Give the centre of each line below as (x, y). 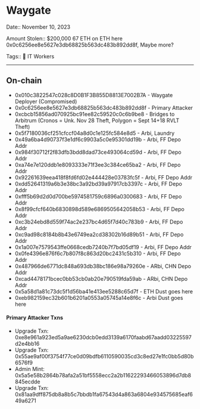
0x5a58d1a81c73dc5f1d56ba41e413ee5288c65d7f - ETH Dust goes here (104, 291)
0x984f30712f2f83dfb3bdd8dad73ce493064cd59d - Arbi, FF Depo (98, 152)
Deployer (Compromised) (46, 101)
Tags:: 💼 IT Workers (30, 56)
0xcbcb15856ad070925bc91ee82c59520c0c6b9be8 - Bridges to (95, 114)
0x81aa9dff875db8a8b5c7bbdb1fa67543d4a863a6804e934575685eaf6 (104, 394)
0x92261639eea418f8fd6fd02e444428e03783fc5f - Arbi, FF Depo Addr (104, 177)
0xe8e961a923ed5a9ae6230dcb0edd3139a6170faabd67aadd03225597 (103, 337)
